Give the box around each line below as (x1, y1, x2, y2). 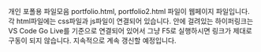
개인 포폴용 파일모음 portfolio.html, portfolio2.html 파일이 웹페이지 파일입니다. (8, 7, 250, 16)
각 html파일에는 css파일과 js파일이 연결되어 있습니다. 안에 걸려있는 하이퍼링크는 (8, 16, 254, 26)
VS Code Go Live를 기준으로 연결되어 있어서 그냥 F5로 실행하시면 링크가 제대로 (8, 26, 252, 35)
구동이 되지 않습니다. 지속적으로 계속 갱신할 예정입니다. (8, 36, 177, 45)
